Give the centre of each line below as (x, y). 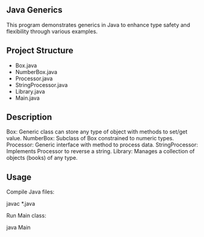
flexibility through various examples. (52, 31)
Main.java (27, 98)
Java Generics (34, 10)
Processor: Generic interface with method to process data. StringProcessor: (102, 145)
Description (29, 117)
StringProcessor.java (41, 85)
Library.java (30, 91)
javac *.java (21, 204)
